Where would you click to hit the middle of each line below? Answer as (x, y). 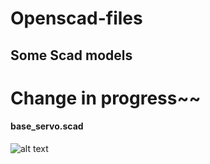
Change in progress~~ (106, 98)
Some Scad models (71, 55)
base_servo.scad (47, 126)
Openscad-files (76, 18)
